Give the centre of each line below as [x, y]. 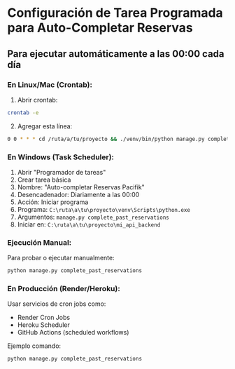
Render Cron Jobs [44, 318]
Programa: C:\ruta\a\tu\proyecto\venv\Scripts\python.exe [104, 209]
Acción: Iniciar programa [53, 202]
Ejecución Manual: [40, 242]
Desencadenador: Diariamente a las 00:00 [78, 194]
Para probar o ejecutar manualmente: [61, 258]
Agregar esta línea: [45, 126]
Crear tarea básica [44, 180]
